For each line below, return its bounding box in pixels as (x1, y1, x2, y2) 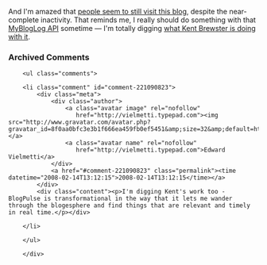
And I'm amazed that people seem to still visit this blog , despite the (8, 7, 228, 16)
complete (8, 15, 40, 25)
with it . (8, 32, 30, 41)
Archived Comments (8, 52, 90, 63)
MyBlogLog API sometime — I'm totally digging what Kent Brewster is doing (8, 24, 256, 33)
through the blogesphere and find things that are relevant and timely (8, 202, 250, 209)
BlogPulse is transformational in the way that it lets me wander (8, 194, 233, 203)
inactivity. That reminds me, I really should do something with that (41, 15, 257, 25)
